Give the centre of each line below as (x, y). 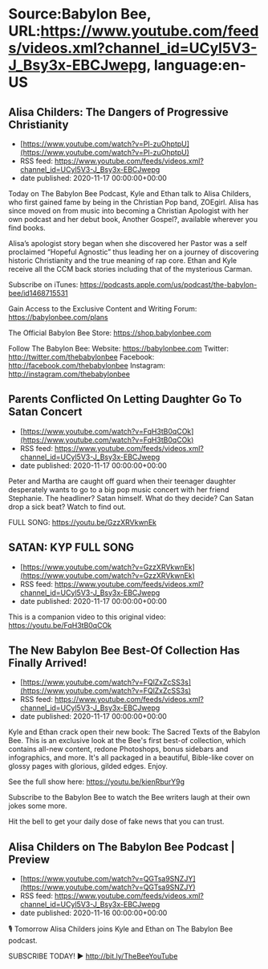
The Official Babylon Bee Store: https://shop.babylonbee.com (110, 333)
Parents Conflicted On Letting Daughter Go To (125, 399)
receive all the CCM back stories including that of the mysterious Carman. (130, 269)
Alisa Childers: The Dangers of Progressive (118, 112)
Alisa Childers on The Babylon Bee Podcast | (122, 846)
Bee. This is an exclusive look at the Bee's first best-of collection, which (127, 741)
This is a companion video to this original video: (87, 617)
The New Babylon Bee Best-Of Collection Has (124, 651)
